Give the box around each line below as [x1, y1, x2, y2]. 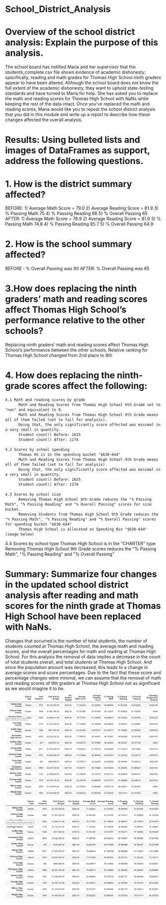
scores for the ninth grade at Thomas [5, 600, 161, 612]
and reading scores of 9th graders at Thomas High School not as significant [5, 680, 160, 686]
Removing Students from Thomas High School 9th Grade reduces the [18, 512, 159, 517]
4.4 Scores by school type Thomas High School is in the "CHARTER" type [5, 541, 156, 547]
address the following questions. [5, 155, 144, 167]
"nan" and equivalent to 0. [5, 407, 63, 413]
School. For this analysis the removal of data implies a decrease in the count [5, 654, 161, 660]
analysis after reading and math [5, 590, 139, 601]
